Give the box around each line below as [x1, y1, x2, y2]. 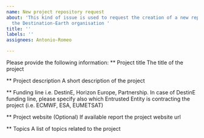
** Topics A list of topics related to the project [6, 125, 121, 132]
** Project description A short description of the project [6, 77, 145, 84]
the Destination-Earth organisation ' [12, 20, 110, 26]
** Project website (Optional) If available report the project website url [6, 113, 181, 120]
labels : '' [6, 31, 34, 38]
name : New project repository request [6, 8, 104, 15]
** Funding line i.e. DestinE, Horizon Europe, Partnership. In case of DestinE [6, 89, 196, 96]
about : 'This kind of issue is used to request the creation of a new [6, 15, 189, 21]
